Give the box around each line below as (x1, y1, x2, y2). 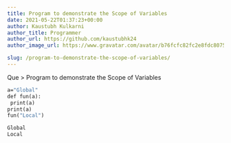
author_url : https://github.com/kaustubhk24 (7, 36, 137, 43)
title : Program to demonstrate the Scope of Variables (7, 10, 168, 17)
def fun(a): (7, 93, 41, 100)
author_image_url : (7, 42, 60, 49)
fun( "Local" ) (7, 112, 45, 119)
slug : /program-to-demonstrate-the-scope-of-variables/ (7, 54, 170, 62)
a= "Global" (7, 87, 38, 93)
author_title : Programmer (7, 29, 81, 36)
